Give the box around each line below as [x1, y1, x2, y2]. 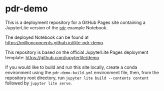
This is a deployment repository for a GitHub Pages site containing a [5, 19, 146, 25]
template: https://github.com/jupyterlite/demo [5, 54, 99, 60]
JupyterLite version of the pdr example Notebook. [5, 24, 108, 30]
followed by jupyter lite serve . [5, 80, 72, 86]
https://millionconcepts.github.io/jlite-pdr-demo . [5, 39, 104, 45]
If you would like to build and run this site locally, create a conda [5, 64, 137, 70]
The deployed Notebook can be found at [5, 34, 89, 40]
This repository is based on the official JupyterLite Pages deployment [5, 49, 148, 55]
